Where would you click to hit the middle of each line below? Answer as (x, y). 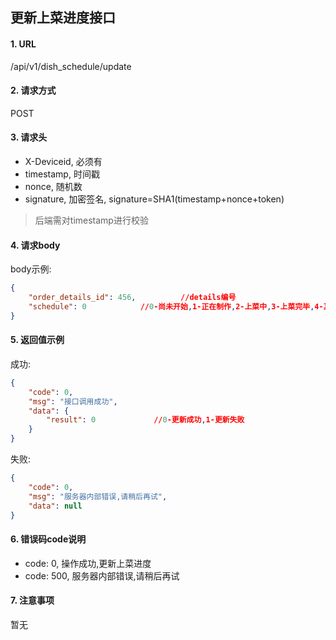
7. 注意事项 (32, 600)
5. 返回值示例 (37, 340)
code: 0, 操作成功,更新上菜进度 (88, 563)
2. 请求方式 (33, 90)
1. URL (23, 44)
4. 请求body (35, 245)
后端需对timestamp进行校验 (91, 220)
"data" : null (55, 506)
